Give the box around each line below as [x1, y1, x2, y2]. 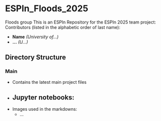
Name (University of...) [12, 34, 59, 40]
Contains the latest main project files [12, 79, 87, 85]
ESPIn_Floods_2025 [5, 3, 89, 14]
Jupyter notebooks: [12, 94, 75, 102]
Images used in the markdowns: [12, 106, 77, 112]
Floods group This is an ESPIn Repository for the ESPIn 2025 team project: [5, 19, 156, 25]
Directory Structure [5, 53, 66, 62]
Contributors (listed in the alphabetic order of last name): [5, 24, 121, 30]
